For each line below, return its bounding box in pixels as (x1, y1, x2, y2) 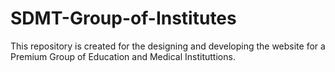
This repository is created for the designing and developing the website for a (10, 40, 326, 52)
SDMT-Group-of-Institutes (10, 7, 237, 30)
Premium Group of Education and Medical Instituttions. (10, 50, 236, 62)
